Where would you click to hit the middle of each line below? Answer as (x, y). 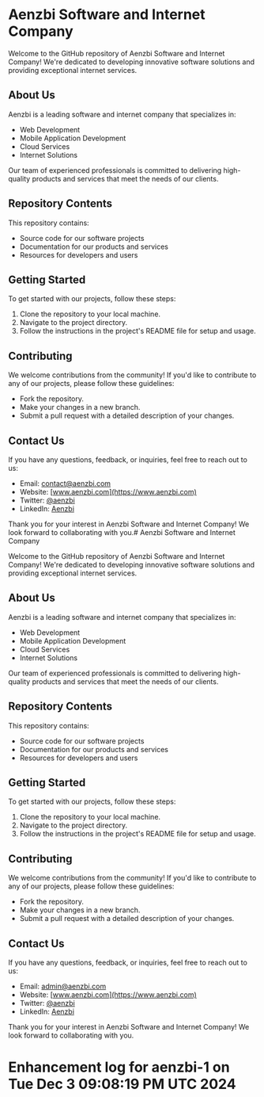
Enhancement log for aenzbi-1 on (119, 1067)
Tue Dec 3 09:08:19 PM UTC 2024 (122, 1084)
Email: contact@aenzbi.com (65, 484)
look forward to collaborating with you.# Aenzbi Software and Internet (122, 532)
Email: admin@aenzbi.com (63, 986)
